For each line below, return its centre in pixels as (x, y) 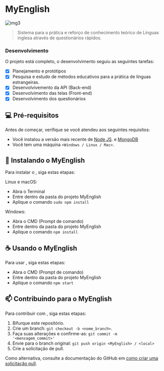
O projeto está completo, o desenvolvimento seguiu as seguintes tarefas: (80, 62)
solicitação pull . (21, 363)
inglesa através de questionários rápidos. (59, 38)
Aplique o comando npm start (43, 283)
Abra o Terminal (29, 192)
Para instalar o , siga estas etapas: (40, 172)
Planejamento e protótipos (39, 71)
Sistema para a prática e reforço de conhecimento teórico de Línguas (88, 32)
